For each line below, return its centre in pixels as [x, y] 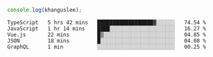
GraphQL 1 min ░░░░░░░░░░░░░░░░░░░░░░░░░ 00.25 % [107, 47]
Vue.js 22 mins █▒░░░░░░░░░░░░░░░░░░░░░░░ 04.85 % [107, 35]
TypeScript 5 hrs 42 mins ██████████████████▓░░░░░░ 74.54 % [107, 22]
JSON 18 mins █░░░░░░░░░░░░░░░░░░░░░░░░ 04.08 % [107, 41]
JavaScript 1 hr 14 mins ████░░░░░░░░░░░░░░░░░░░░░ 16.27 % [107, 28]
